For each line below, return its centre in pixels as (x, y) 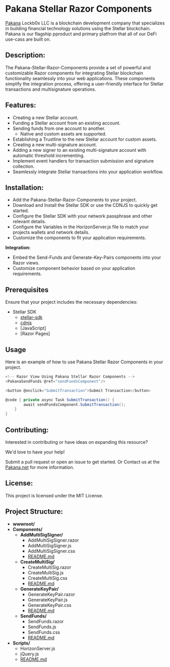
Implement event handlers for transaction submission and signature (83, 161)
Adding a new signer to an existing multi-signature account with (79, 150)
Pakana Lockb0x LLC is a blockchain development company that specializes (85, 23)
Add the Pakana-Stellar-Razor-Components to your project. (75, 200)
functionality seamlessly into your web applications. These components (80, 78)
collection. (23, 166)
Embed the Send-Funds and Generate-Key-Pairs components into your (87, 257)
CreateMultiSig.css (47, 578)
